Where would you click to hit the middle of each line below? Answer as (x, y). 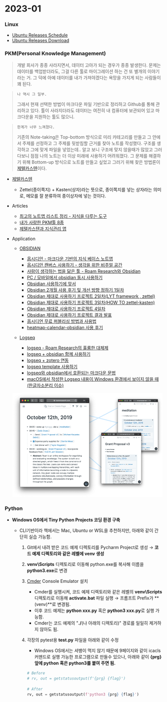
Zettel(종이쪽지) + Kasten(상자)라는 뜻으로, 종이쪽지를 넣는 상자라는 (86, 189)
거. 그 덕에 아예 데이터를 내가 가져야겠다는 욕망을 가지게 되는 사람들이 (93, 78)
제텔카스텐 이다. (32, 168)
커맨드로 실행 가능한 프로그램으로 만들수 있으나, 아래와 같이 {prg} (98, 657)
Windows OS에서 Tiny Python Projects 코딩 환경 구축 (66, 520)
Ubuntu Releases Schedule (40, 35)
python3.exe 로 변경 (47, 570)
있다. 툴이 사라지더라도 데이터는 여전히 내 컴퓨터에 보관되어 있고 (92, 110)
